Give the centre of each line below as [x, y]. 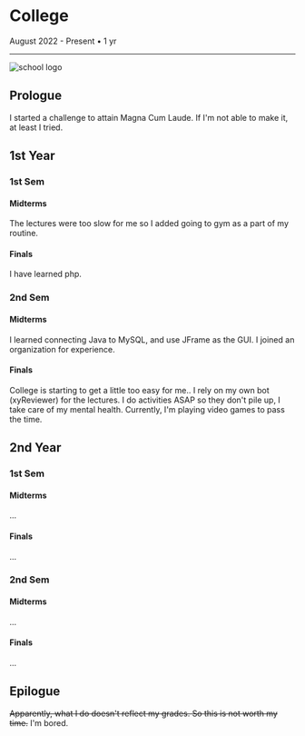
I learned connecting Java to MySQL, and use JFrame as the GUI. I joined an [152, 339]
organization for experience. [62, 349]
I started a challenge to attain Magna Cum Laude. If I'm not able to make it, [149, 117]
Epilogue [35, 691]
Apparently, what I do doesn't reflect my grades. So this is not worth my [144, 713]
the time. [26, 419]
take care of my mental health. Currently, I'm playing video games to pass [148, 409]
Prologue [35, 96]
